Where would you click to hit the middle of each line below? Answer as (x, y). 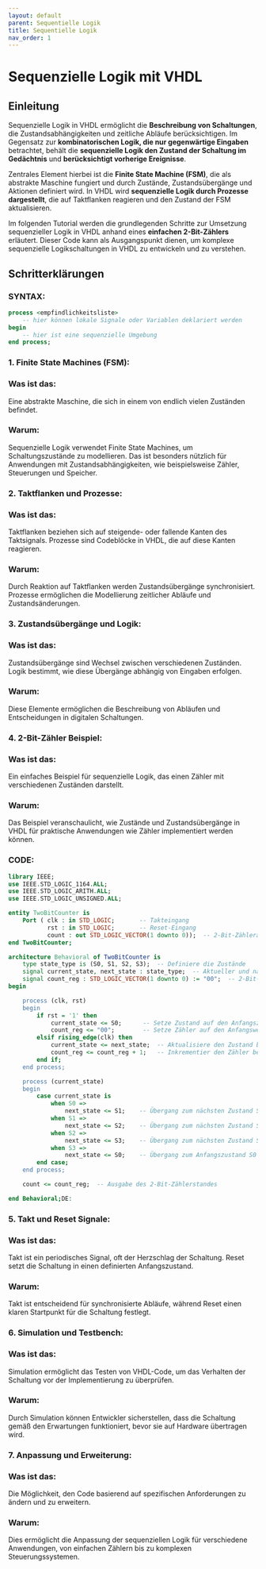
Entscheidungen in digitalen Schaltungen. (76, 717)
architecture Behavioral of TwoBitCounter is (84, 957)
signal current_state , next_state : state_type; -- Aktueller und (136, 972)
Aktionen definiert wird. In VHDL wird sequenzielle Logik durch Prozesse (129, 191)
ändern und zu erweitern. (49, 1502)
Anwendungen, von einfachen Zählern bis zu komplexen (100, 1548)
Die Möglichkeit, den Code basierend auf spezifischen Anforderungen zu (127, 1494)
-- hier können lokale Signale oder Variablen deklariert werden (133, 320)
